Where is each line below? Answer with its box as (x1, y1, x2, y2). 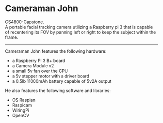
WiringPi (12, 107, 29, 113)
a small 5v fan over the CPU (12, 68, 68, 74)
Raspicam (12, 102, 33, 108)
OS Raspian (12, 97, 35, 103)
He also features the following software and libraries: (5, 88, 111, 93)
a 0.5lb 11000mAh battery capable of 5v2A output (12, 78, 112, 84)
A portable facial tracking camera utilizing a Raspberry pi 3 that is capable (5, 24, 153, 30)
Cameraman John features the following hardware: (5, 48, 107, 54)
